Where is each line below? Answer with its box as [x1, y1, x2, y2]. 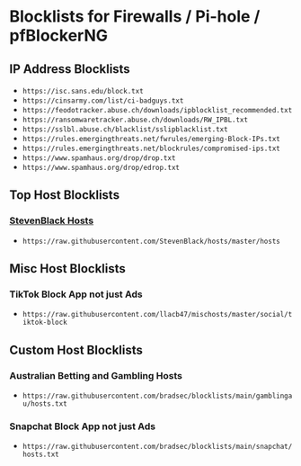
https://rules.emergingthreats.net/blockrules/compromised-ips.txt [22, 144, 280, 153]
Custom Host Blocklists [9, 342, 144, 357]
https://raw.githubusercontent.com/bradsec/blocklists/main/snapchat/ [22, 443, 293, 452]
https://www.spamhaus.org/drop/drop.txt [22, 154, 176, 163]
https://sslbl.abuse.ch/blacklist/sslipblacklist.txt [22, 125, 228, 134]
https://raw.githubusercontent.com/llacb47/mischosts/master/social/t [22, 310, 293, 319]
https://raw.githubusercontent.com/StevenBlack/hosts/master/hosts [22, 237, 280, 246]
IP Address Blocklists [9, 61, 130, 76]
